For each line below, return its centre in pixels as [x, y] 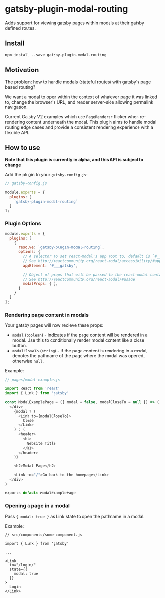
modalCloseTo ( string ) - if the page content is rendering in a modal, [80, 351]
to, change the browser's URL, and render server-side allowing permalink [79, 102]
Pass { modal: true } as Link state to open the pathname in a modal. [75, 517]
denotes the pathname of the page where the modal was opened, [78, 356]
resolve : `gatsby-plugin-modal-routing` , [61, 247]
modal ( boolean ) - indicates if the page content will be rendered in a [80, 335]
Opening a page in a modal [38, 505]
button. [19, 346]
